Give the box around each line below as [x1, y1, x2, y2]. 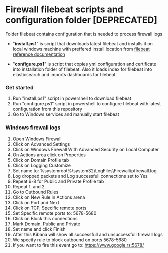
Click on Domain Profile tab [12, 157, 69, 163]
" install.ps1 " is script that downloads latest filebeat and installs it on [12, 40, 153, 46]
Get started [5, 84, 34, 91]
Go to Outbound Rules [12, 189, 59, 195]
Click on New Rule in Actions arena [12, 194, 85, 200]
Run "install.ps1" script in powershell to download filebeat [12, 95, 132, 101]
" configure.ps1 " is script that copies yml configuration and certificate [12, 61, 157, 67]
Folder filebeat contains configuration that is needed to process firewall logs [5, 31, 163, 37]
